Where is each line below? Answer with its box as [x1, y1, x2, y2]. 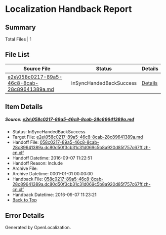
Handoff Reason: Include [12, 160, 63, 166]
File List [5, 50, 30, 59]
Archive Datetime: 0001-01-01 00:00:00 [12, 171, 93, 177]
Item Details [5, 103, 43, 111]
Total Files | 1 [5, 36, 32, 42]
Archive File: [12, 165, 38, 171]
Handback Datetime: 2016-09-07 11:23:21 [12, 192, 97, 198]
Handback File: [12, 176, 43, 182]
